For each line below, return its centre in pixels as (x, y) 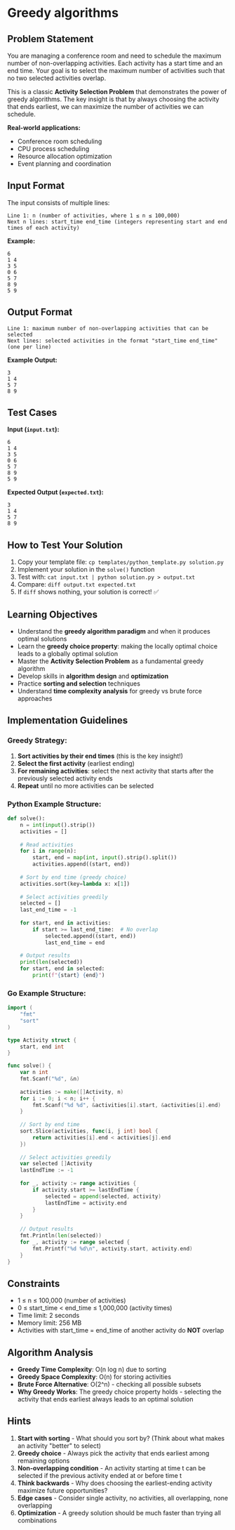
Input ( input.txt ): (33, 429)
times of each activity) (43, 228)
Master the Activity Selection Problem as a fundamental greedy (110, 661)
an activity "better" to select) (59, 1446)
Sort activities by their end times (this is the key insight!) (100, 756)
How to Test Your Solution (65, 545)
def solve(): (26, 819)
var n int (34, 1073)
